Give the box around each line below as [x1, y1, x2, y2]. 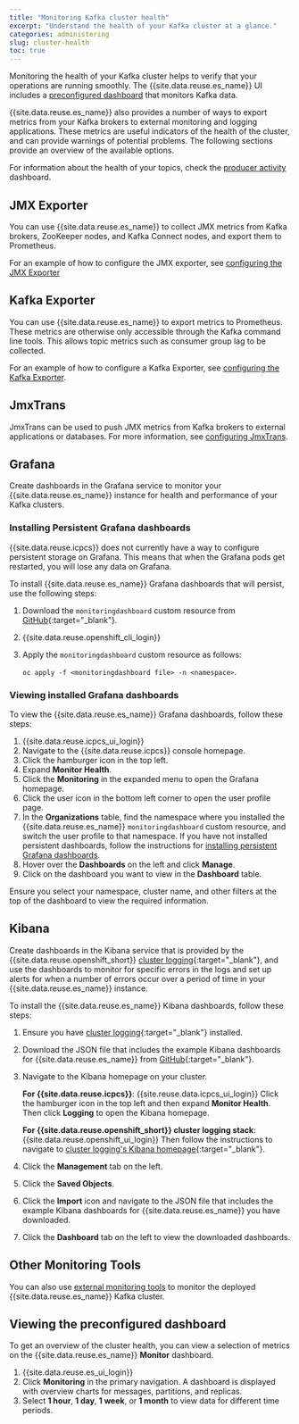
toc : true [9, 46, 46, 55]
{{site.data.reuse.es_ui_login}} [21, 1367, 134, 1378]
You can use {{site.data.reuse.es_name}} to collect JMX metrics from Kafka [9, 221, 287, 232]
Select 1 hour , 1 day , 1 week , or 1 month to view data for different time [21, 1395, 279, 1406]
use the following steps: [9, 587, 97, 598]
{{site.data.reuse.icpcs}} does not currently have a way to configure [9, 542, 260, 553]
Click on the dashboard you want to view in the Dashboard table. [21, 868, 262, 879]
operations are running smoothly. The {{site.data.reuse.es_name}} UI [9, 80, 263, 91]
